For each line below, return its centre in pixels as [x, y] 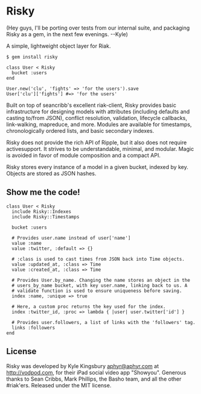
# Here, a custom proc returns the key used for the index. [89, 307]
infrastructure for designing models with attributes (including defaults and [98, 111]
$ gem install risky [32, 57]
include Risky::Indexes [41, 211]
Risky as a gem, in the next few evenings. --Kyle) [67, 34]
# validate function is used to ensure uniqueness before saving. [97, 291]
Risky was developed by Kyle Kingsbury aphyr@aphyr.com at [82, 366]
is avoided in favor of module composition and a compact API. [84, 155]
